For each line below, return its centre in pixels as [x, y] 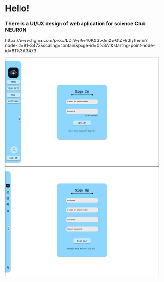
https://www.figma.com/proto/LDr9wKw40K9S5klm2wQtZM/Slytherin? [76, 40]
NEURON [16, 30]
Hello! [17, 9]
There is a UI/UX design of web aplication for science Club [76, 24]
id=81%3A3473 [21, 51]
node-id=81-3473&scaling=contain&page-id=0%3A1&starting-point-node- [80, 46]
